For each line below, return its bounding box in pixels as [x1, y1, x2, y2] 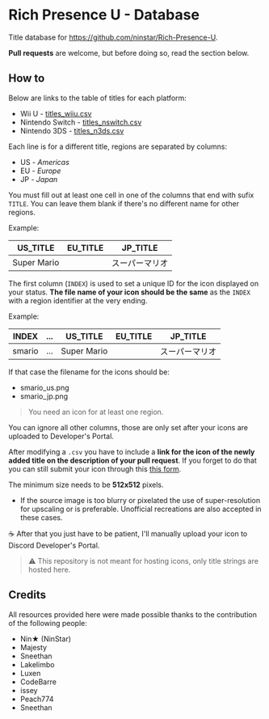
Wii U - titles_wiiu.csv [19, 108, 92, 118]
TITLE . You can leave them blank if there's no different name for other [8, 198, 240, 208]
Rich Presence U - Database [8, 6, 200, 24]
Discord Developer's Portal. [8, 540, 100, 550]
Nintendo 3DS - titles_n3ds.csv [19, 125, 124, 135]
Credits [8, 588, 47, 602]
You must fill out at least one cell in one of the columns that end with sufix [8, 190, 254, 200]
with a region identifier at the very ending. [8, 295, 148, 305]
